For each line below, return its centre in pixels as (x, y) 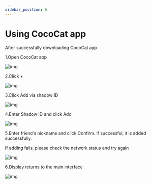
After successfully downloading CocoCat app (51, 48)
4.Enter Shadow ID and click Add (38, 114)
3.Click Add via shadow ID (31, 95)
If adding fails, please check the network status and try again (67, 148)
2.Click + (14, 76)
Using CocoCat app (45, 34)
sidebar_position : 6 (26, 10)
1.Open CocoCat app (26, 57)
